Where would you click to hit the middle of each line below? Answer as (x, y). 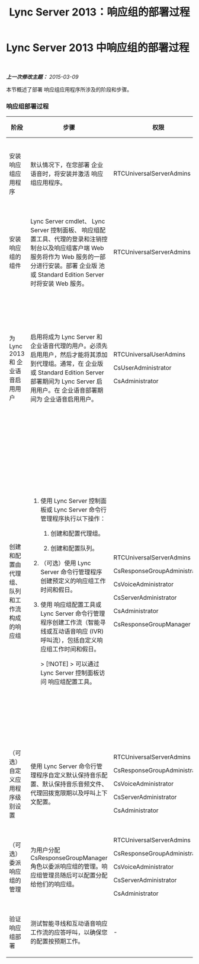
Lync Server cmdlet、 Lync (68, 221)
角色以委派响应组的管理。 (66, 867)
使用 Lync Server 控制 (71, 501)
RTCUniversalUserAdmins (149, 355)
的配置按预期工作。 (57, 941)
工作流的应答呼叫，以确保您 (69, 933)
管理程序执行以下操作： (73, 518)
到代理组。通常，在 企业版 (67, 364)
